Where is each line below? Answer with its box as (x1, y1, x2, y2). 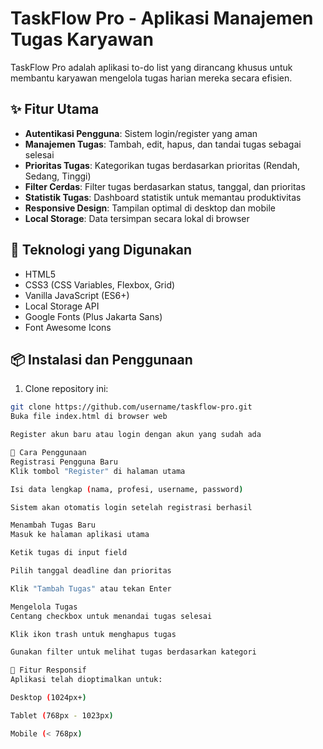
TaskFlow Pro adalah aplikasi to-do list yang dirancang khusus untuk (10, 61, 293, 73)
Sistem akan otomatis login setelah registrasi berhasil (10, 502, 253, 512)
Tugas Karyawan (10, 28, 154, 51)
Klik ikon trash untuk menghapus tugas (10, 629, 177, 639)
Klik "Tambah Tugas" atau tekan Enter (10, 583, 172, 594)
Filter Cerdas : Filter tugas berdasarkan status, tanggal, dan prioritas (24, 180, 306, 192)
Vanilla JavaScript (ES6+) (24, 289, 130, 301)
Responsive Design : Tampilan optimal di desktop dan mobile (24, 202, 277, 214)
